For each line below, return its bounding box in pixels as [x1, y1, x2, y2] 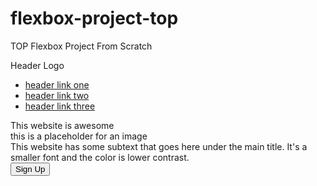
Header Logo [10, 59, 65, 71]
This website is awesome [10, 119, 115, 131]
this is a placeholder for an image [10, 130, 148, 142]
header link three [24, 100, 96, 112]
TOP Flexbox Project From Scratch [10, 40, 153, 52]
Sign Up [15, 163, 46, 174]
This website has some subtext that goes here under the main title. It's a [10, 140, 308, 152]
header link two [24, 89, 90, 101]
